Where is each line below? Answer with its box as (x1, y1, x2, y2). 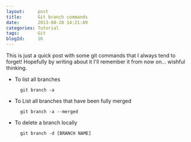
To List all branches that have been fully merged (14, 97, 132, 104)
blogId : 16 (6, 36, 43, 42)
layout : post (6, 8, 49, 15)
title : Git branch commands (6, 14, 88, 20)
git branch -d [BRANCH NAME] (20, 130, 92, 136)
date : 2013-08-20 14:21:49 (6, 19, 88, 25)
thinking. (6, 65, 28, 71)
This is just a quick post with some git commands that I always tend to (6, 52, 176, 59)
